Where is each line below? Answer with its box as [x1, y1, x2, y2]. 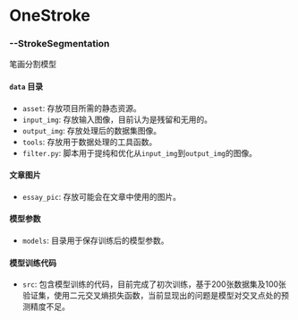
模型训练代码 [9, 257, 56, 268]
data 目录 [9, 82, 43, 92]
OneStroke [9, 5, 91, 26]
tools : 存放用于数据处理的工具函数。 [21, 136, 158, 147]
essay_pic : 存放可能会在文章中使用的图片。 [21, 191, 182, 202]
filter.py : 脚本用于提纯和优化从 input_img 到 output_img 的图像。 [21, 147, 258, 158]
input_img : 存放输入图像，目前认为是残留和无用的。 [21, 114, 213, 125]
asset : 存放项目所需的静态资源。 [21, 102, 141, 113]
